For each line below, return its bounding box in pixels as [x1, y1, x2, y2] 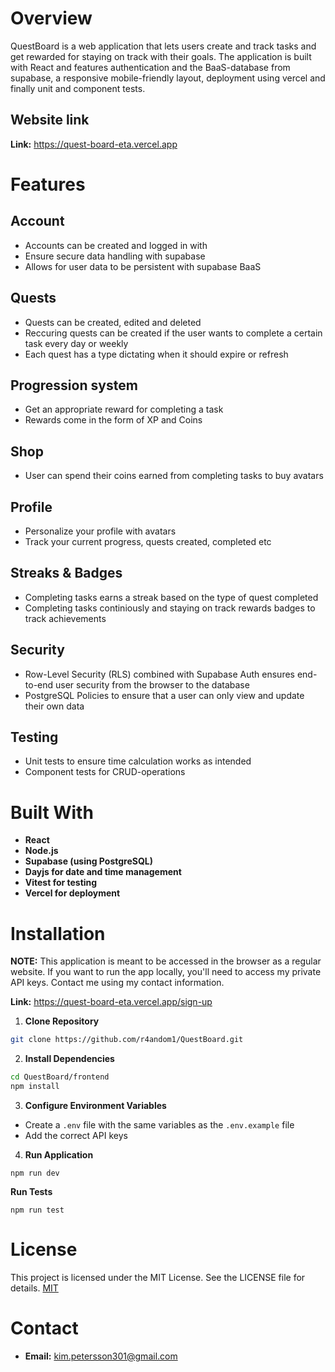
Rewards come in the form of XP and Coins [24, 414, 203, 426]
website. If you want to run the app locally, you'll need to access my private [10, 966, 322, 978]
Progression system [10, 377, 138, 394]
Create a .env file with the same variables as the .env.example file [24, 1118, 295, 1131]
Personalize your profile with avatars [24, 525, 177, 537]
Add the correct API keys [24, 1129, 128, 1141]
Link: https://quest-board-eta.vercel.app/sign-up [10, 996, 213, 1008]
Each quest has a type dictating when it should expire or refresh [24, 348, 289, 360]
